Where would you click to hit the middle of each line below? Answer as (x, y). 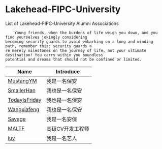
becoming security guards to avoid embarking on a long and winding (79, 42)
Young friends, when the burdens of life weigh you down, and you (86, 33)
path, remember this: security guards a (49, 46)
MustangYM (22, 81)
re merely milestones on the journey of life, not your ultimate (76, 50)
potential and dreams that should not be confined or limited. (74, 59)
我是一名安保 (62, 119)
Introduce (68, 71)
